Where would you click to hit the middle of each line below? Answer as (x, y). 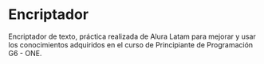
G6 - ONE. (25, 53)
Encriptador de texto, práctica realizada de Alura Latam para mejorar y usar (132, 36)
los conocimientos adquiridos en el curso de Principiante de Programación (131, 44)
